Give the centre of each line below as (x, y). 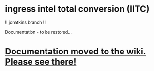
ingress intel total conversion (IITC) (77, 9)
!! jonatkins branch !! (25, 22)
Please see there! (41, 62)
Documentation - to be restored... (38, 32)
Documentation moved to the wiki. (76, 52)
